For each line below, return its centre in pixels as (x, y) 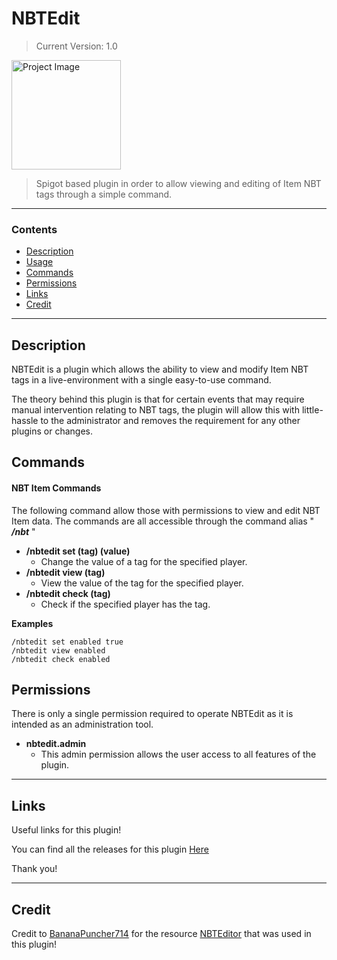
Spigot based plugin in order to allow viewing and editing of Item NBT (178, 183)
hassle (25, 421)
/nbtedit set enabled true (67, 642)
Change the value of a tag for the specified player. (144, 561)
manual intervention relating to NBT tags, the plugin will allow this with (155, 410)
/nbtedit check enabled (61, 659)
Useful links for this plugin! (66, 830)
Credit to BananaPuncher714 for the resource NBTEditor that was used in (161, 934)
